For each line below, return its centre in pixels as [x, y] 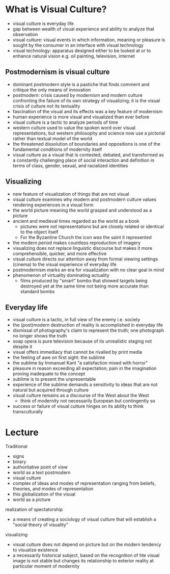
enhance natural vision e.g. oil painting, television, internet [74, 56]
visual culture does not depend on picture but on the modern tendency [87, 544]
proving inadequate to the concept [49, 374]
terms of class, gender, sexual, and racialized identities [70, 165]
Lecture [22, 432]
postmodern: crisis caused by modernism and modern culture [77, 95]
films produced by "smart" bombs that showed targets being [84, 280]
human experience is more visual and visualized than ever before [81, 117]
